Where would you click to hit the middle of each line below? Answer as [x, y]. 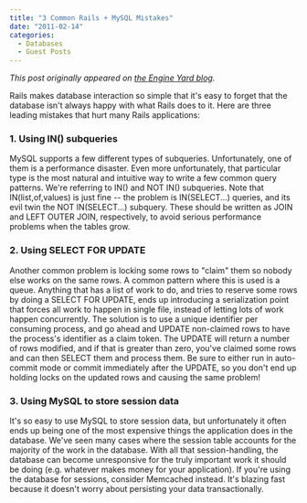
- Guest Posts [44, 52]
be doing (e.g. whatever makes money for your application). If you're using [150, 470]
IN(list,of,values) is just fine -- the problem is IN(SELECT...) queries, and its [150, 198]
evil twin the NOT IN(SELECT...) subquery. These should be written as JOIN [151, 208]
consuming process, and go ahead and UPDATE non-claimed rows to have [150, 328]
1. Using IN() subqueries [64, 139]
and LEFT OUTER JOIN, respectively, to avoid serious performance [136, 217]
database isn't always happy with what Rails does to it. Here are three [140, 105]
